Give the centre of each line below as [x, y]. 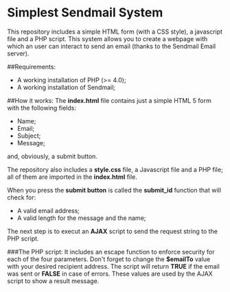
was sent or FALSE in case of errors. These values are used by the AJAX [110, 273]
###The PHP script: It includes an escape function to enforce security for [111, 252]
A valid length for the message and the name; [81, 218]
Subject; [29, 136]
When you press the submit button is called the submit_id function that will [114, 190]
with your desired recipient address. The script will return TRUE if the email [113, 266]
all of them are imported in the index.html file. [72, 177]
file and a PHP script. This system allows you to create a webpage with [107, 38]
